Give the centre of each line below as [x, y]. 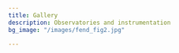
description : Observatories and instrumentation [89, 23]
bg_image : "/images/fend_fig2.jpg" [67, 30]
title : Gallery [33, 15]
